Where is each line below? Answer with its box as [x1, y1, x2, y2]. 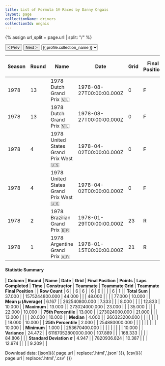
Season [7, 63, 26, 70]
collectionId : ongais [5, 21, 50, 26]
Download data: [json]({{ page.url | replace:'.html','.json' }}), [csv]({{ [5, 350, 142, 356]
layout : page [5, 12, 32, 17]
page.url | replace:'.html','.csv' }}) [5, 355, 72, 361]
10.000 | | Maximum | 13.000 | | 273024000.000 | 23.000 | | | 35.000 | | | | [5, 304, 156, 310]
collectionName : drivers [5, 16, 56, 21]
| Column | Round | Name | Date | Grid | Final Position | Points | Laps [5, 278, 147, 284]
